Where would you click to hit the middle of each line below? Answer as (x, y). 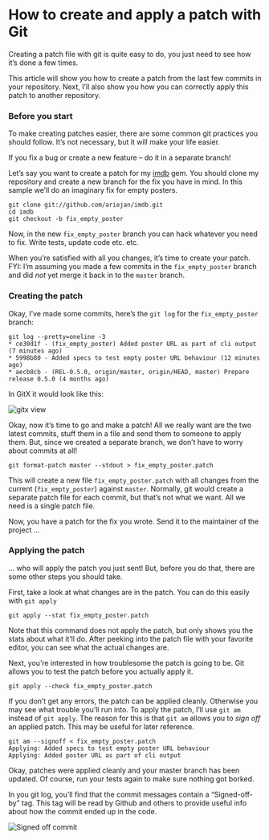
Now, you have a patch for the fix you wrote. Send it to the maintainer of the (134, 521)
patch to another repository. (55, 95)
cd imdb (21, 212)
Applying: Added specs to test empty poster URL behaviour (109, 748)
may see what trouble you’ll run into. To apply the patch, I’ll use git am (124, 709)
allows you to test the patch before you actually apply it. (101, 671)
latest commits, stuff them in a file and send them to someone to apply (125, 433)
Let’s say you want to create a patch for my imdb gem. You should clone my (134, 173)
